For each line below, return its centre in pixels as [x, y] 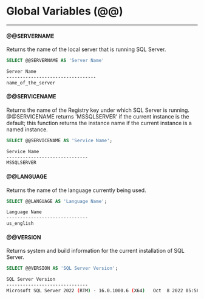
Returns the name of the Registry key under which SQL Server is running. [98, 110]
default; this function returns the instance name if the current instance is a [99, 123]
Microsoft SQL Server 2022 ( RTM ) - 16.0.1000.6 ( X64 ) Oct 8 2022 [95, 290]
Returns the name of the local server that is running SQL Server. [86, 49]
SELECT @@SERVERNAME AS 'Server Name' [55, 61]
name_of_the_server [31, 83]
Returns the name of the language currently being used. [76, 190]
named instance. [27, 129]
